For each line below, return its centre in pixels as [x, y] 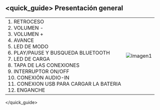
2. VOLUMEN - [26, 28]
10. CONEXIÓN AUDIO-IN [39, 78]
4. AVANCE [21, 40]
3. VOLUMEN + [26, 34]
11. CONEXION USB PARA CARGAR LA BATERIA [64, 84]
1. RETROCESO [26, 21]
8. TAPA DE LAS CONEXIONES [44, 65]
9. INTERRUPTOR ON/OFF [38, 71]
